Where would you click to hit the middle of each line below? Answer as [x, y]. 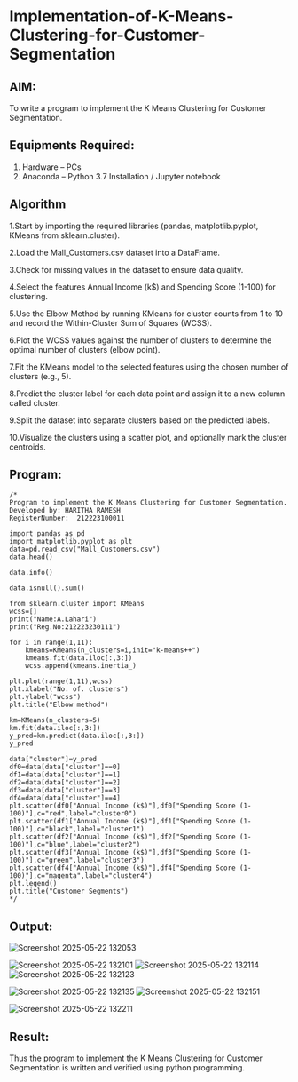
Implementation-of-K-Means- [122, 16]
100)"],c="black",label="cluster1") [77, 829]
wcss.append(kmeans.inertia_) [81, 666]
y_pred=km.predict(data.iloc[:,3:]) [77, 736]
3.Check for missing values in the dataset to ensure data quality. [126, 269]
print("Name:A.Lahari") [53, 619]
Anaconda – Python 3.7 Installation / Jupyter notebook [121, 176]
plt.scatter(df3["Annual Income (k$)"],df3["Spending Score [123, 853]
